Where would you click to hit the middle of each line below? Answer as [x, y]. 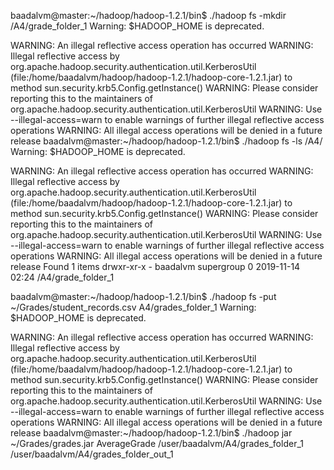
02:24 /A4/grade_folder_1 [62, 277]
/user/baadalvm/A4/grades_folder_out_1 [92, 454]
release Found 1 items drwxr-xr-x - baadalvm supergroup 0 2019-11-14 [155, 266]
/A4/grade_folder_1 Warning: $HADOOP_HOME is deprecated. [137, 26]
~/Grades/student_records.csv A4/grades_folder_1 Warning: [133, 307]
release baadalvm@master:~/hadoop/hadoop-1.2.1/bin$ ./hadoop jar [151, 433]
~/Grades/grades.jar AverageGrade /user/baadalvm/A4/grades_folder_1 [157, 443]
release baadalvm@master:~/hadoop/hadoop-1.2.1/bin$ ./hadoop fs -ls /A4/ [166, 141]
